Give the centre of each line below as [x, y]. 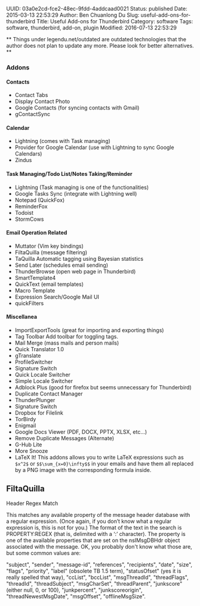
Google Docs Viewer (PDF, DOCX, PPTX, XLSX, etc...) [81, 432]
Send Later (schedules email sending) [61, 265]
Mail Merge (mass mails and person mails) [67, 343]
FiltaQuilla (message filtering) [51, 252]
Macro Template [35, 290]
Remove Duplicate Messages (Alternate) [64, 438]
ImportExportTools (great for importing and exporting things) [89, 330]
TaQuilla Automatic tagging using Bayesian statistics [79, 258]
